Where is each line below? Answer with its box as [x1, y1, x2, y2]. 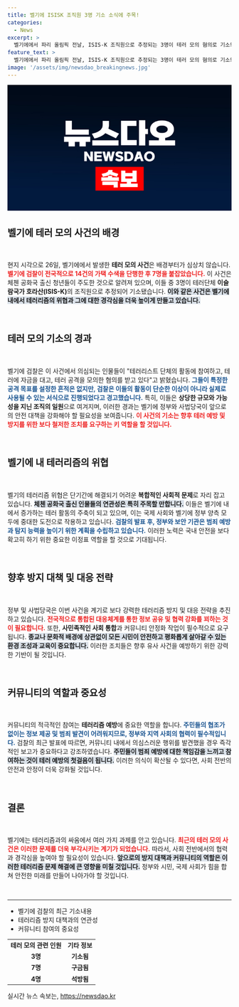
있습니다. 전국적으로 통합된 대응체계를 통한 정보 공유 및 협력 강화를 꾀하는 [20, 614, 221, 623]
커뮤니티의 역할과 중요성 [7, 686, 107, 698]
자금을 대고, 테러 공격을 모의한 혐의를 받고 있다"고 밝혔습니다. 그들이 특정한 [20, 375, 228, 384]
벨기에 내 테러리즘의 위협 [7, 457, 109, 469]
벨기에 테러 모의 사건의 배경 [7, 226, 119, 238]
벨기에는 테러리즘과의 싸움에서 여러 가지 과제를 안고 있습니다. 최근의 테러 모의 [7, 836, 222, 844]
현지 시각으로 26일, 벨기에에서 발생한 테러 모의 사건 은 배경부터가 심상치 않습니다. [7, 260, 231, 270]
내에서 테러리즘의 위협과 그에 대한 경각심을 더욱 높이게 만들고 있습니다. [7, 296, 201, 305]
